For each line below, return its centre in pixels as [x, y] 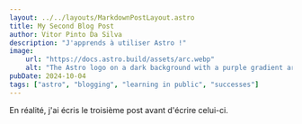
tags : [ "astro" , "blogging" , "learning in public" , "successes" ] [134, 84]
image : [22, 51]
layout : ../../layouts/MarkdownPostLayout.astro [102, 18]
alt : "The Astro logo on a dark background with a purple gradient [154, 68]
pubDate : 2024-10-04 [48, 76]
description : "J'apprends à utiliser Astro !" [98, 43]
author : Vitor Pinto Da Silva [66, 34]
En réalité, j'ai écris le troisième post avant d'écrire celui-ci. [119, 110]
